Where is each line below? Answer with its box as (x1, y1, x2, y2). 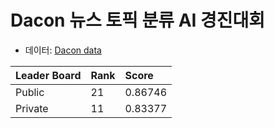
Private (15, 101, 49, 115)
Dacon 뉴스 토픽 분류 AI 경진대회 (10, 9, 266, 32)
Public (15, 85, 45, 99)
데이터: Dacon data (24, 44, 102, 56)
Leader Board (15, 68, 82, 82)
